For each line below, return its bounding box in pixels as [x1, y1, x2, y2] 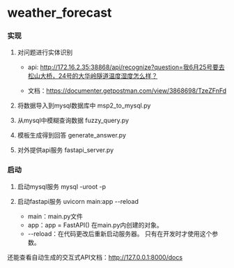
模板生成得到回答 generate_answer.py [17, 131, 127, 140]
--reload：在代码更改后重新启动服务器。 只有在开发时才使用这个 [27, 229, 212, 238]
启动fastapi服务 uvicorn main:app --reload [17, 197, 139, 205]
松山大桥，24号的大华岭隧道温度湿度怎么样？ [27, 72, 158, 80]
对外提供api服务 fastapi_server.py [17, 146, 114, 154]
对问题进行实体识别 [17, 48, 73, 57]
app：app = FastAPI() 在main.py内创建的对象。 [27, 221, 163, 229]
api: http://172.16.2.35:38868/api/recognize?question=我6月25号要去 [27, 63, 225, 71]
